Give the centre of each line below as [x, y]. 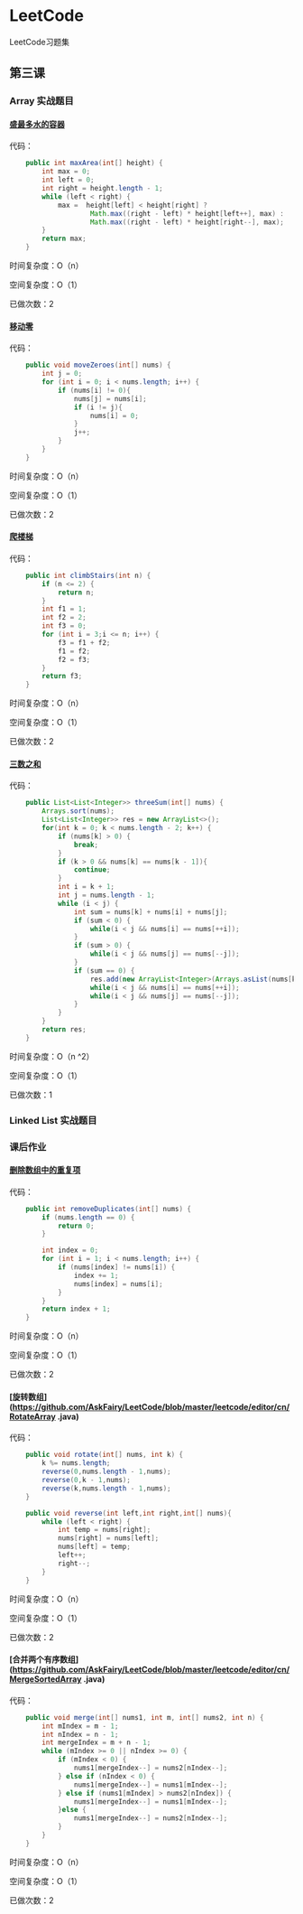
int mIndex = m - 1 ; [80, 1726]
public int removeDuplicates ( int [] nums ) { [109, 1209]
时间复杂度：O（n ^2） [52, 1056]
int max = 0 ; [66, 172]
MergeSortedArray [46, 1679]
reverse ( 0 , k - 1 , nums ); [86, 1480]
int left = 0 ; [68, 180]
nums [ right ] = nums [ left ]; [108, 1538]
